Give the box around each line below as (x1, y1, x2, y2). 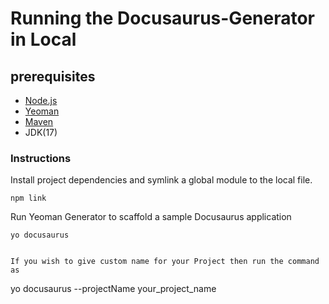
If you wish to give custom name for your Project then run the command (10, 257, 320, 267)
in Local (10, 28, 77, 51)
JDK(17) (24, 127, 58, 138)
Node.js (24, 95, 58, 106)
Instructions (10, 151, 72, 165)
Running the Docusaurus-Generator (10, 7, 316, 30)
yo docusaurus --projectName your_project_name (10, 283, 217, 295)
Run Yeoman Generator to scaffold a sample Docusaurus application (10, 211, 292, 223)
